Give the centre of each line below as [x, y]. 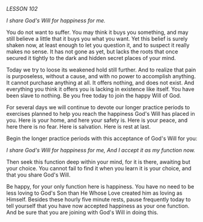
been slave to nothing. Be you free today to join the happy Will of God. [94, 96]
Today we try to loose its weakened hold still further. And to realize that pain [101, 70]
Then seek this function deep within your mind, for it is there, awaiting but [98, 162]
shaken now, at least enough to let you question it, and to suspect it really [98, 45]
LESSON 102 [22, 9]
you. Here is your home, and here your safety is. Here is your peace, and [97, 120]
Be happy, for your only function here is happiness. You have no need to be [100, 187]
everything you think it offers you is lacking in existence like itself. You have [101, 89]
